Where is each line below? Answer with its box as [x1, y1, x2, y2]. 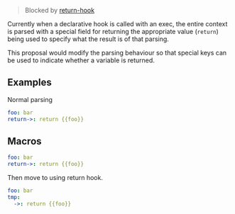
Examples [7, 77, 52, 89]
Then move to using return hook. [7, 174, 103, 182]
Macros [7, 135, 42, 147]
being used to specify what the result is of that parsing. [7, 35, 169, 43]
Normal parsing [7, 95, 53, 103]
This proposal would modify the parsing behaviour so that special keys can [7, 49, 227, 57]
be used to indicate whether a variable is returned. [7, 56, 155, 64]
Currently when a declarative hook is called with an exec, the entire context [7, 20, 228, 28]
